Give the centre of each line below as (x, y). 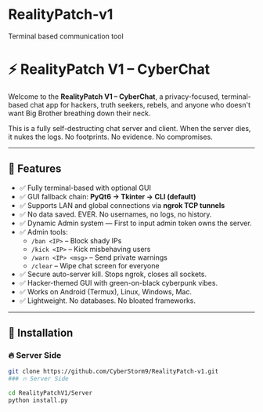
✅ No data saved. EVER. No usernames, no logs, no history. (115, 214)
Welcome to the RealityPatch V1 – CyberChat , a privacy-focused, (114, 97)
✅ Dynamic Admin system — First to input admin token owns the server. (135, 223)
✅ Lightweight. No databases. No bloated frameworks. (108, 301)
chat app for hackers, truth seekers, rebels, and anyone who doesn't (140, 104)
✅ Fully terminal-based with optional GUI (85, 188)
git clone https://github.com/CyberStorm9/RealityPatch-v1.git (113, 372)
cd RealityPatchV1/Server (50, 393)
